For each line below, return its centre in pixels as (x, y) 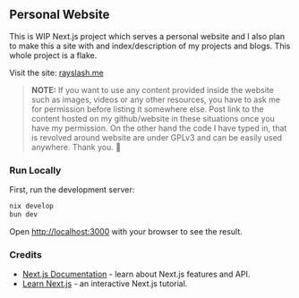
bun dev (24, 214)
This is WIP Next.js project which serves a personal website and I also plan (147, 36)
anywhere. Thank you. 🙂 (76, 147)
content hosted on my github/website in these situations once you (153, 118)
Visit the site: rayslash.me (57, 72)
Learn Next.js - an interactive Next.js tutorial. (105, 284)
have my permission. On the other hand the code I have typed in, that (159, 128)
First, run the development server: (72, 190)
